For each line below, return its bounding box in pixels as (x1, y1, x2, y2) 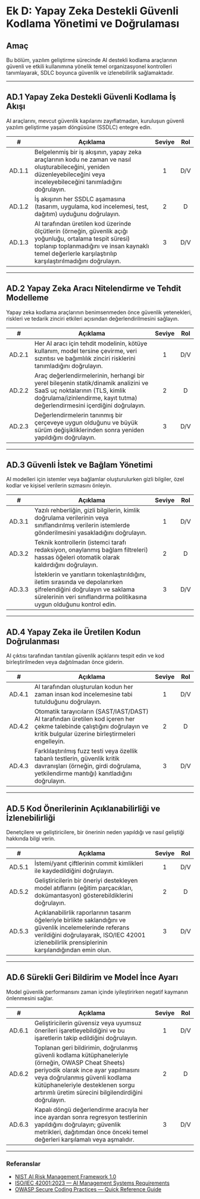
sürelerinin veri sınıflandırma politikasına (34, 593, 147, 601)
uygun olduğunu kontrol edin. (34, 600, 117, 608)
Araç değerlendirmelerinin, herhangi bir (34, 371, 145, 380)
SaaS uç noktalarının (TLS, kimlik (34, 386, 126, 395)
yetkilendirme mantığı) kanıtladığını (34, 769, 132, 777)
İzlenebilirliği (6, 813, 55, 823)
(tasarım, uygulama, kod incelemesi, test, (34, 202, 149, 210)
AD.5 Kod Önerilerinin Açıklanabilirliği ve (6, 803, 161, 813)
